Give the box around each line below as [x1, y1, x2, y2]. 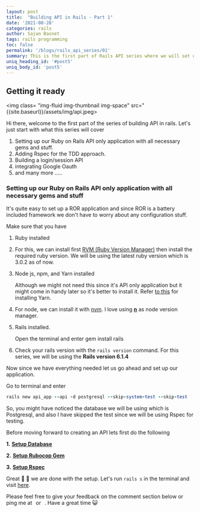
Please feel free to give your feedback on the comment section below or [6, 493, 183, 500]
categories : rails [6, 25, 52, 32]
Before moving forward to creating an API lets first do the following [6, 429, 170, 436]
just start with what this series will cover [6, 126, 105, 133]
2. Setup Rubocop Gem [6, 452, 65, 459]
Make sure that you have [6, 223, 67, 230]
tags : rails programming [6, 36, 68, 42]
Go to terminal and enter [6, 382, 66, 390]
